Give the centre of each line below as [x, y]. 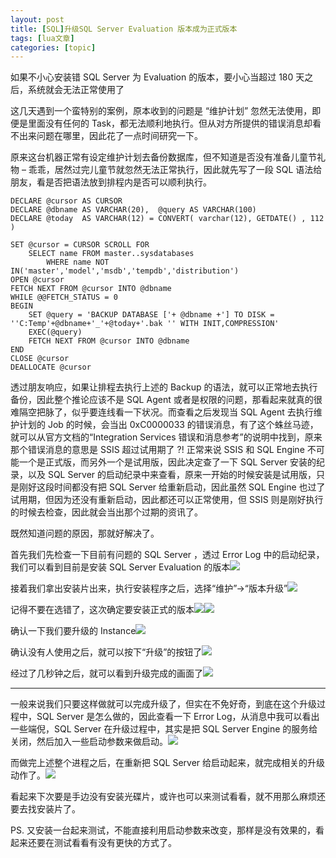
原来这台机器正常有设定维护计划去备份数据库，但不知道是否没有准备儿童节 [163, 157]
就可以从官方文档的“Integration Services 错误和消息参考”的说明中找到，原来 [166, 437]
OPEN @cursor [37, 280]
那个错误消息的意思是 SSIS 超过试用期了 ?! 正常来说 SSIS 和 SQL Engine [157, 450]
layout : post [37, 19]
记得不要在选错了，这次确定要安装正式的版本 [102, 610]
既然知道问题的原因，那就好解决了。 [85, 533]
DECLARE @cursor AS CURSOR [66, 201]
